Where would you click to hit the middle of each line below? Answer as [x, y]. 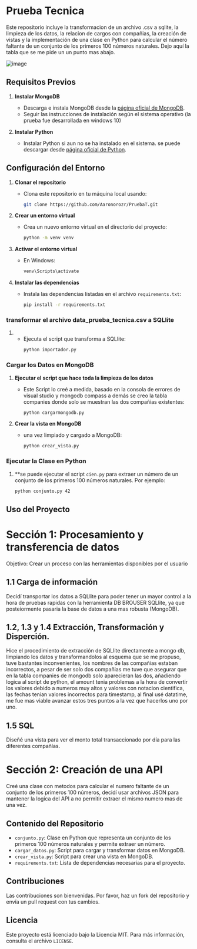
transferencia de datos [63, 547]
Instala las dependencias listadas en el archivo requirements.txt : [102, 294]
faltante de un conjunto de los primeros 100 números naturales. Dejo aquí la [98, 46]
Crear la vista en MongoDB [48, 424]
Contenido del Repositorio [55, 823]
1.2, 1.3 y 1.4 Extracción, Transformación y [85, 627]
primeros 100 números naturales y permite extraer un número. [90, 843]
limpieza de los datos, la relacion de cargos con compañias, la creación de [96, 33]
